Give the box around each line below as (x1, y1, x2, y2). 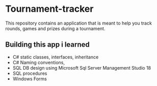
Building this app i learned (5, 40, 90, 49)
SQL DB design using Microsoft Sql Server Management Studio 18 (12, 64, 151, 71)
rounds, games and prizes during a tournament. (5, 25, 106, 31)
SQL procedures (12, 70, 47, 76)
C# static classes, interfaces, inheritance (12, 54, 99, 60)
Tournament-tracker (5, 3, 94, 15)
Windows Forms (12, 75, 47, 82)
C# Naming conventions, (12, 59, 65, 66)
